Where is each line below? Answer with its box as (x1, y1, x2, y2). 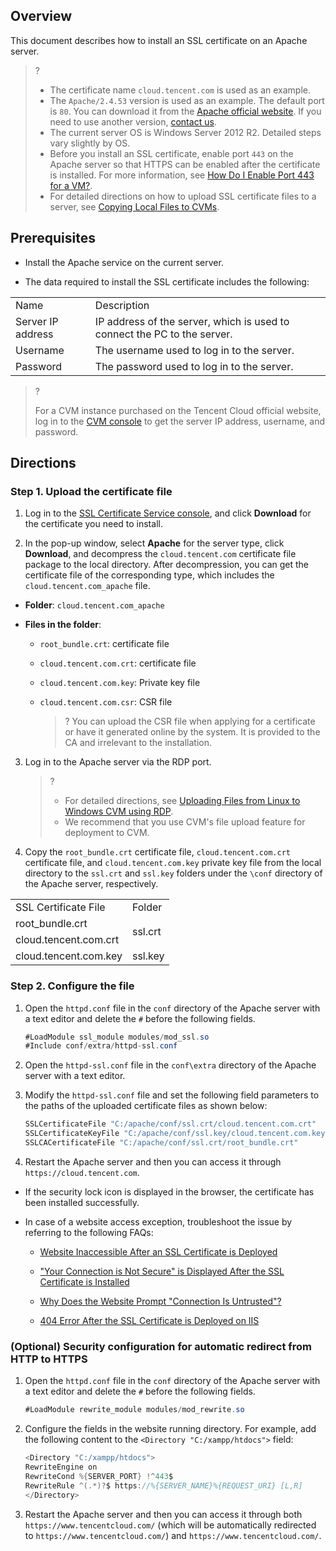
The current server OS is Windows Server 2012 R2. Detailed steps (49, 126, 322, 138)
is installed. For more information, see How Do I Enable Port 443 (49, 169, 315, 181)
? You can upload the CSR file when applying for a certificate (64, 715, 316, 728)
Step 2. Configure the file (10, 979, 135, 993)
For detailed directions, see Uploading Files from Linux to (64, 795, 301, 807)
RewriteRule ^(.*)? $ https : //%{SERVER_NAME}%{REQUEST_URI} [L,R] (24, 1480, 303, 1491)
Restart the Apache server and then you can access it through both (24, 1508, 303, 1520)
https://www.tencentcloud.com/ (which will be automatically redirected (24, 1519, 317, 1531)
